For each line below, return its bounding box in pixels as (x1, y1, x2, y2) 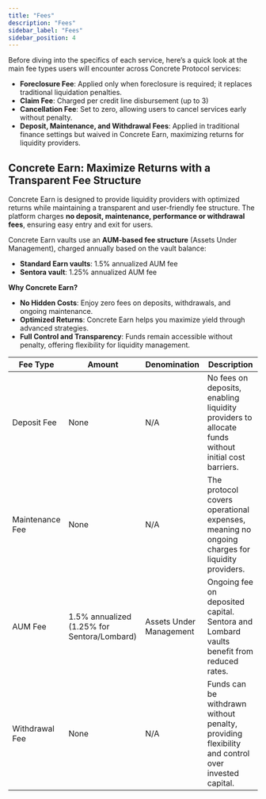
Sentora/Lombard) (68, 631, 137, 642)
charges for (207, 544, 251, 555)
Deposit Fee (12, 417, 57, 428)
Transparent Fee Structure (8, 174, 142, 187)
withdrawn (207, 698, 247, 709)
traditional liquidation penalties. (19, 88, 123, 97)
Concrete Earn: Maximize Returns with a (8, 161, 211, 174)
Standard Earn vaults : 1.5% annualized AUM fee (19, 259, 178, 269)
